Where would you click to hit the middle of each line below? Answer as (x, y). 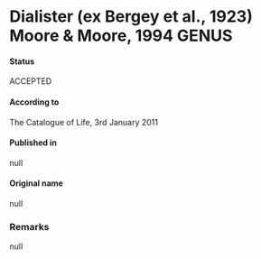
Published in (33, 143)
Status (22, 61)
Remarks (29, 227)
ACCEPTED (31, 81)
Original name (36, 183)
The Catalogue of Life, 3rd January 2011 (84, 122)
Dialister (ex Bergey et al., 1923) (131, 17)
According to (34, 102)
